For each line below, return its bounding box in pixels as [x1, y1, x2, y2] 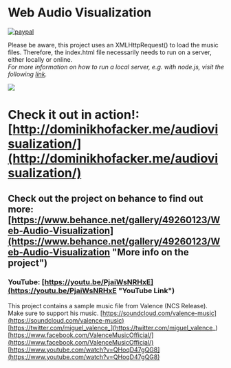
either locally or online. [8, 55, 73, 63]
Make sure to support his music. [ [8, 309, 103, 317]
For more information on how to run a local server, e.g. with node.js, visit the [8, 62, 224, 71]
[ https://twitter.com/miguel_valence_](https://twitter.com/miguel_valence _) [8, 323, 219, 332]
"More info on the [111, 246, 189, 258]
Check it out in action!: [8, 107, 140, 123]
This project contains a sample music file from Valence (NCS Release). [8, 301, 208, 310]
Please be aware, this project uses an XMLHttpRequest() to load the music [8, 41, 219, 49]
